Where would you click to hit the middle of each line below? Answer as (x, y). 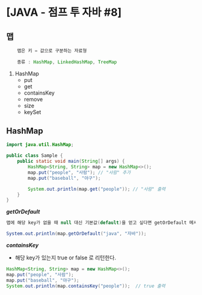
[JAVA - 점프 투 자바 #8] (64, 12)
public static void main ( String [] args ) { (71, 161)
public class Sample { (35, 156)
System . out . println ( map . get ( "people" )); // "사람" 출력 (97, 189)
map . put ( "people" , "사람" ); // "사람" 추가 (79, 173)
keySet (32, 112)
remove (33, 99)
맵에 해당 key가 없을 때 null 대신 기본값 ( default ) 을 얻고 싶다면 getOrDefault (96, 223)
